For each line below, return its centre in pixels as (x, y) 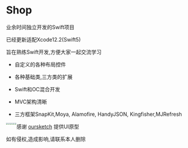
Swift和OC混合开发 (37, 89)
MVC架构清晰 (31, 101)
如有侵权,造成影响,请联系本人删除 (46, 139)
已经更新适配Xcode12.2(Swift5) (43, 39)
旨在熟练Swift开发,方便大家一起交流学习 (54, 52)
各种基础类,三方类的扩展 (43, 77)
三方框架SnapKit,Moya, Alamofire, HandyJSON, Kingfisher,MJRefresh (98, 114)
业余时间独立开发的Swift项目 (40, 27)
